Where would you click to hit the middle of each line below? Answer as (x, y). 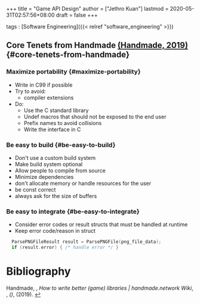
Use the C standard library (56, 110)
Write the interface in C (52, 129)
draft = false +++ (77, 15)
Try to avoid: (30, 91)
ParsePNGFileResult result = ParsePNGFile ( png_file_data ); (87, 242)
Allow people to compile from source (60, 171)
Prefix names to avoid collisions (63, 123)
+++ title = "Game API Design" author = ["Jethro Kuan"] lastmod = (87, 9)
